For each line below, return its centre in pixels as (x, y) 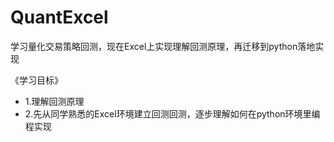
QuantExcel (59, 17)
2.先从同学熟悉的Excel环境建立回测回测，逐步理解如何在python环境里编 (172, 113)
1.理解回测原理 (54, 101)
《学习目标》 (36, 80)
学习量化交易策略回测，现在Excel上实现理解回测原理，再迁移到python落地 (163, 46)
